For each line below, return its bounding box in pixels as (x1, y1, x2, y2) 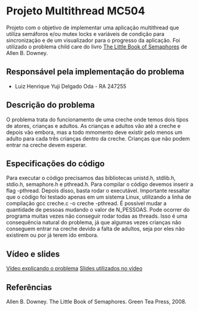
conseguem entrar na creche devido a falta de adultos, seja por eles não (6, 225, 185, 233)
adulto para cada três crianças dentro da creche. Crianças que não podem (6, 135, 190, 142)
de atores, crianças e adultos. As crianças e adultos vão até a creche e (6, 122, 181, 129)
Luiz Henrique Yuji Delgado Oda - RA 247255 (14, 83, 127, 90)
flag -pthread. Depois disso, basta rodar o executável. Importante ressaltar (6, 187, 190, 194)
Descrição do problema (6, 100, 95, 110)
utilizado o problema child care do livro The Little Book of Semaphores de (6, 43, 187, 50)
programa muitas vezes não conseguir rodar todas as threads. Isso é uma (6, 212, 188, 219)
